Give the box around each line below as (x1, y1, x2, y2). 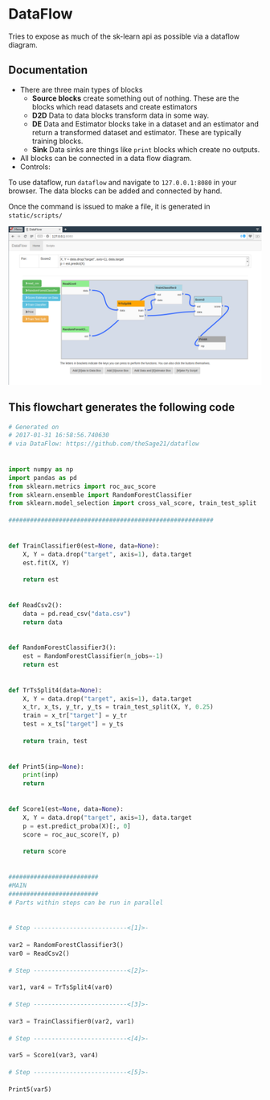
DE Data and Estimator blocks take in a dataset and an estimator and (31, 118, 260, 129)
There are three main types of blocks (19, 85, 143, 94)
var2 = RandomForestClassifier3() (8, 941, 125, 949)
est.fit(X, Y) (22, 559, 70, 567)
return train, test (22, 737, 88, 745)
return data (22, 618, 63, 627)
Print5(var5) (8, 1085, 52, 1094)
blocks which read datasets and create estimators (31, 101, 198, 111)
